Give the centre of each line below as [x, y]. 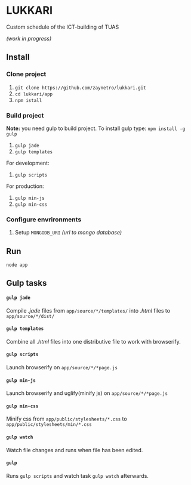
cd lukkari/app [34, 94]
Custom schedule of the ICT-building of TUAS [63, 27]
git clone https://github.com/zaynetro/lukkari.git [80, 88]
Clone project [26, 74]
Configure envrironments [44, 220]
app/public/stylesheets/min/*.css [49, 425]
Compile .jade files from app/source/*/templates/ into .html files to [88, 310]
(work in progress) [29, 38]
